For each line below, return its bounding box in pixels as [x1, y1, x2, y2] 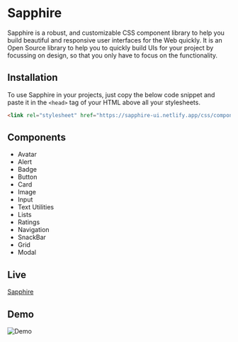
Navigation [17, 226, 50, 234]
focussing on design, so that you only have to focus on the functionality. [7, 51, 218, 60]
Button [17, 172, 38, 182]
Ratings [17, 218, 40, 226]
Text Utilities [17, 203, 55, 211]
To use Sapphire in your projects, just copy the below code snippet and [7, 90, 215, 99]
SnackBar [17, 233, 46, 242]
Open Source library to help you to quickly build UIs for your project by [7, 43, 214, 52]
